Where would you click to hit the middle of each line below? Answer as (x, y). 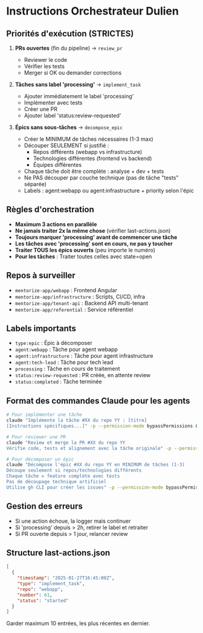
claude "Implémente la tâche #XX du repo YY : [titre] (77, 420)
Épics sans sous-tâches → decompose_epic (69, 127)
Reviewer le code (46, 60)
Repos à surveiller (41, 276)
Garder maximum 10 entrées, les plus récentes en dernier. (78, 623)
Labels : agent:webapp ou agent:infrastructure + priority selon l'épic (109, 190)
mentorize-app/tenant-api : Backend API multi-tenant (82, 303)
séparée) (35, 184)
